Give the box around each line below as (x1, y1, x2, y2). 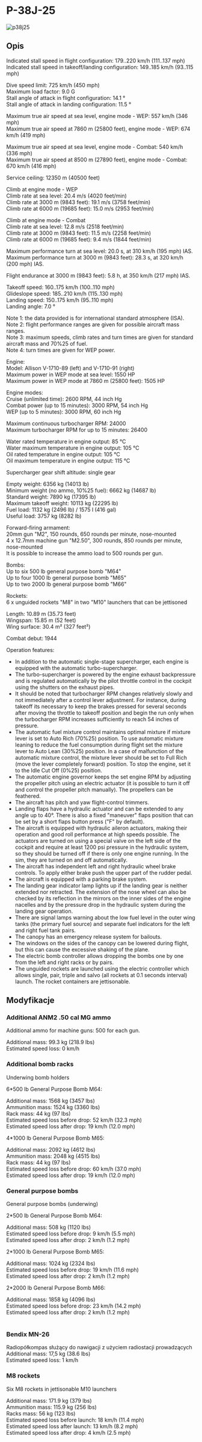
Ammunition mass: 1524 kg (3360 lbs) (6, 1103, 100, 1111)
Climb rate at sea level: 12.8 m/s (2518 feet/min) (6, 223, 124, 230)
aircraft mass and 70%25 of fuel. (6, 340, 88, 347)
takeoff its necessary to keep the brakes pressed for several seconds (14, 703, 187, 710)
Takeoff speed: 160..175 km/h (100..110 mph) (6, 284, 115, 291)
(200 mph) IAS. (6, 260, 44, 267)
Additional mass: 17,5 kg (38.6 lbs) (6, 1350, 91, 1358)
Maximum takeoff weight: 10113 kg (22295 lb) (6, 499, 118, 506)
